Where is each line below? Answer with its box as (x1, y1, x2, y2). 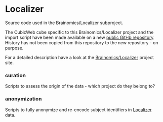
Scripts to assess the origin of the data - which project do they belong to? (5, 83, 155, 89)
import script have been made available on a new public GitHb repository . (5, 34, 155, 40)
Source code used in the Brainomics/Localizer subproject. (5, 20, 123, 26)
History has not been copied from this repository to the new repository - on (5, 39, 159, 45)
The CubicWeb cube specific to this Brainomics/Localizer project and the (5, 29, 154, 35)
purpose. (5, 45, 24, 51)
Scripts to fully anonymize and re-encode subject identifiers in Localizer (5, 107, 152, 113)
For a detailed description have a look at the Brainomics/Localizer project (5, 54, 154, 60)
